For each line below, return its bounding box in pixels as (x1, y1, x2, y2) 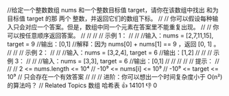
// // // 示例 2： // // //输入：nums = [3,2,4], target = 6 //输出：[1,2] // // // (7, 48, 213, 57)
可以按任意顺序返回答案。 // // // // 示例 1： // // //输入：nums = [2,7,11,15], (7, 31, 214, 39)
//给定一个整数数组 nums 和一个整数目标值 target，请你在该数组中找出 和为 (7, 6, 219, 14)
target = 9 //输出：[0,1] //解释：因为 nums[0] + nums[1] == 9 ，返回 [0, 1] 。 (7, 40, 220, 48)
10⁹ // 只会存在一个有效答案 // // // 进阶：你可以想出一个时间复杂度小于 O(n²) (7, 73, 223, 80)
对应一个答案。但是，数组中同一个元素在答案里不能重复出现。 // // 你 (25, 23, 219, 31)
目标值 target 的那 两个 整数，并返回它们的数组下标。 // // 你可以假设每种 (7, 14, 213, 22)
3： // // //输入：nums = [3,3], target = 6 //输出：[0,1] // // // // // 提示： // (14, 57, 219, 65)
